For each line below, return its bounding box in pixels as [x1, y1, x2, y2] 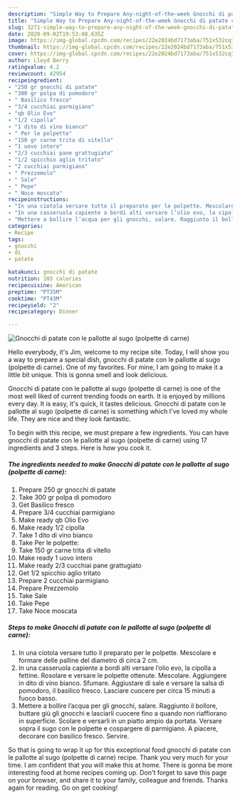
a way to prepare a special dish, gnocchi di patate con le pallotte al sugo [8, 356, 221, 364]
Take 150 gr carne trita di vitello [18, 546, 111, 555]
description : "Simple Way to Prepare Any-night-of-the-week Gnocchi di [8, 10, 225, 18]
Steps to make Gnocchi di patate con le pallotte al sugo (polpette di [8, 623, 212, 632]
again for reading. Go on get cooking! [8, 783, 118, 792]
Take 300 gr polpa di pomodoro [18, 493, 112, 502]
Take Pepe [18, 599, 50, 608]
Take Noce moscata [18, 607, 78, 615]
